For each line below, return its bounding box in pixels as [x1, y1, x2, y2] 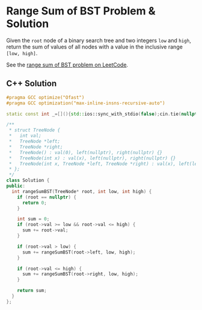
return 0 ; [22, 200, 47, 206]
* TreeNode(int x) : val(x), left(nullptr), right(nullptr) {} [8, 155, 176, 161]
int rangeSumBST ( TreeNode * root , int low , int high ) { [11, 188, 152, 194]
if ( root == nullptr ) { [17, 194, 77, 200]
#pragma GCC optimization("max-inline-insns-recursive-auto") [6, 100, 165, 106]
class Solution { [6, 177, 50, 183]
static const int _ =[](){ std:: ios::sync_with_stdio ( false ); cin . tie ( [6, 111, 182, 117]
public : [6, 183, 26, 189]
